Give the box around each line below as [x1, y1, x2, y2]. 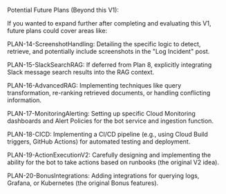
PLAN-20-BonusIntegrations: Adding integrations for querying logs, [7, 172, 200, 180]
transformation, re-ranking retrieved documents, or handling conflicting [7, 89, 211, 97]
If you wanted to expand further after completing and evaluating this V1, [7, 19, 211, 27]
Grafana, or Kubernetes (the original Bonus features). [7, 179, 159, 187]
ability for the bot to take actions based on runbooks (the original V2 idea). [7, 158, 220, 166]
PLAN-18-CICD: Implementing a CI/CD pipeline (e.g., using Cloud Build [7, 130, 209, 138]
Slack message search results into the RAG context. [7, 68, 155, 76]
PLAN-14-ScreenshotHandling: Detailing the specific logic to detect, [7, 40, 201, 48]
